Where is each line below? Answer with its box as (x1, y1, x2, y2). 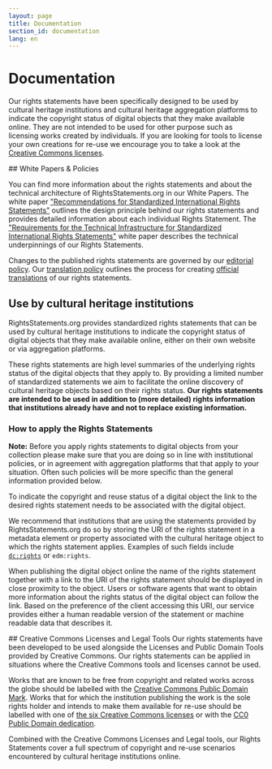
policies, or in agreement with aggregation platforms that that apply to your (8, 459, 260, 469)
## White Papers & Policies (8, 164, 99, 174)
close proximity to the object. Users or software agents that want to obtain (8, 584, 257, 594)
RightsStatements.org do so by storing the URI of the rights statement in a (8, 525, 256, 534)
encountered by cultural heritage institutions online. (8, 752, 181, 762)
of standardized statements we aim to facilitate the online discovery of (8, 377, 244, 387)
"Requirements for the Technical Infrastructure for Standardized (8, 222, 222, 232)
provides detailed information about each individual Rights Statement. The (8, 214, 257, 224)
